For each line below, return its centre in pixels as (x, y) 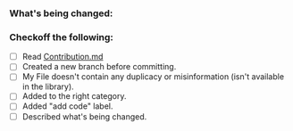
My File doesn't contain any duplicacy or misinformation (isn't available (153, 77)
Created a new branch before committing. (99, 67)
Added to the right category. (74, 96)
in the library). (48, 86)
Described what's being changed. (84, 116)
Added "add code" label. (67, 106)
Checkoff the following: (62, 37)
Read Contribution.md (63, 57)
